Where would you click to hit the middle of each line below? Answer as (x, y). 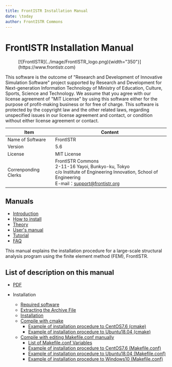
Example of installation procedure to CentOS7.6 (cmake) (87, 326)
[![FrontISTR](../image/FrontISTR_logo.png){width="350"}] (80, 62)
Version (16, 147)
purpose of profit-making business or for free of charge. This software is (82, 105)
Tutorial (21, 235)
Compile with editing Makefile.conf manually (67, 337)
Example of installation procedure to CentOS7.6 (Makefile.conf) (94, 348)
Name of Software (27, 140)
